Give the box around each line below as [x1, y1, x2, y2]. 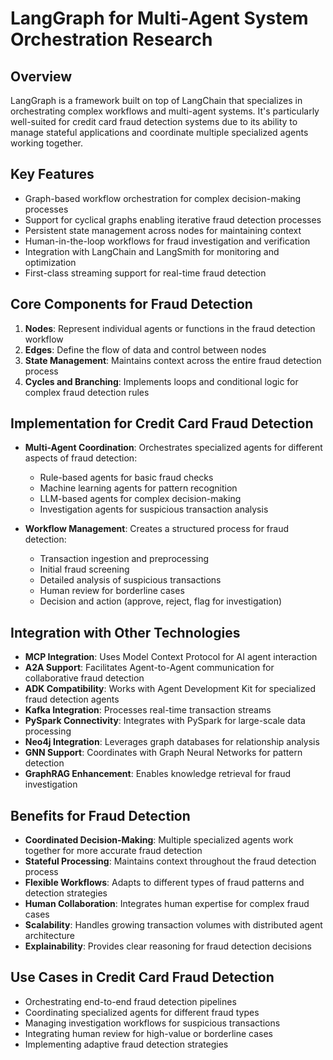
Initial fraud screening [39, 563, 130, 576]
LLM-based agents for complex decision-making [39, 493, 242, 505]
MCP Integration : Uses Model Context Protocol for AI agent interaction [24, 651, 318, 663]
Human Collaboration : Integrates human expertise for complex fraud [24, 898, 310, 910]
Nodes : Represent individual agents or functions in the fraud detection [24, 322, 316, 334]
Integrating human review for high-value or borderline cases [24, 1027, 273, 1039]
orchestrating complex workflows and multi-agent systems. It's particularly [10, 105, 320, 117]
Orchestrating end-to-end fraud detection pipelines [24, 995, 237, 1007]
